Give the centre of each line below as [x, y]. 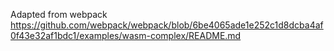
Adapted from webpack [59, 14]
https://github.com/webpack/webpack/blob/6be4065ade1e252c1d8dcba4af [167, 25]
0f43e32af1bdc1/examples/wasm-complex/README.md [126, 35]
